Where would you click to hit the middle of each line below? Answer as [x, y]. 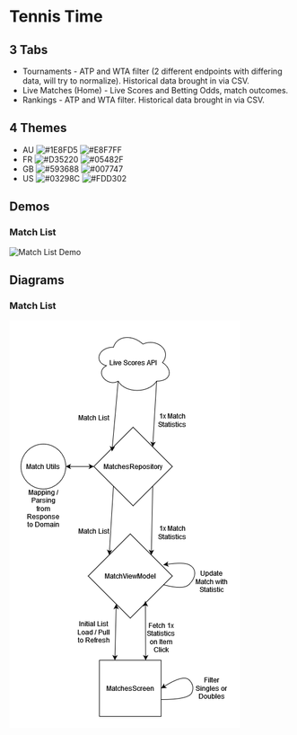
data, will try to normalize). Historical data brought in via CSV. [135, 81]
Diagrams [37, 280]
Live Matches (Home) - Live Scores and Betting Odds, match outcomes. [155, 90]
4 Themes [38, 128]
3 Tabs [29, 50]
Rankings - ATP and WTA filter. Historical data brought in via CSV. [143, 100]
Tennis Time [56, 17]
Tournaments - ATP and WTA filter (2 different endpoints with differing [152, 71]
